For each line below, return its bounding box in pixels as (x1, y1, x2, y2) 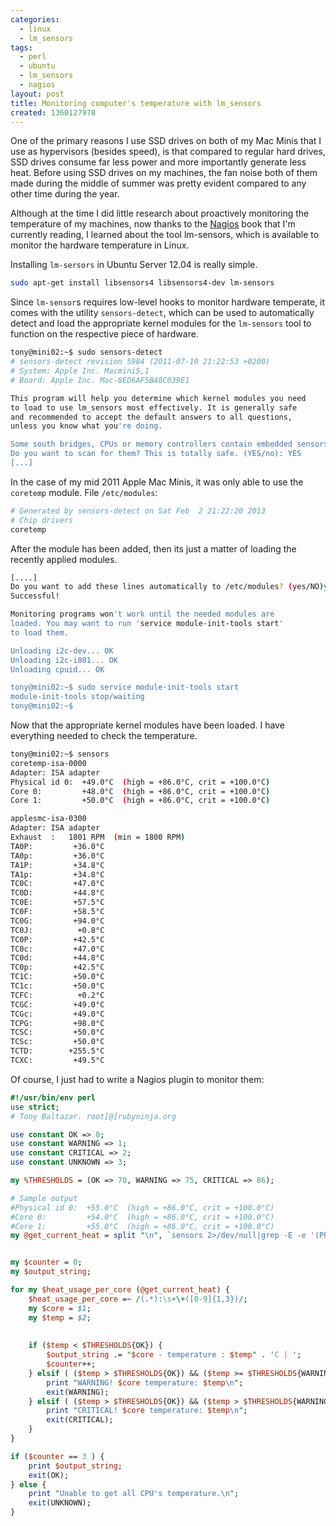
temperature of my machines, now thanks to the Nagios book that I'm (10, 218, 296, 230)
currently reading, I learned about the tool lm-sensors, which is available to (10, 229, 320, 241)
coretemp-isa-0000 (10, 758, 87, 768)
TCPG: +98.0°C (10, 1018, 105, 1028)
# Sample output (10, 1193, 78, 1203)
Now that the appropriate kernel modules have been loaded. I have (10, 719, 285, 731)
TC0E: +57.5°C (10, 897, 105, 908)
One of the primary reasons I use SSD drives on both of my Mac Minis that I (10, 135, 322, 147)
